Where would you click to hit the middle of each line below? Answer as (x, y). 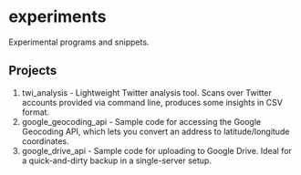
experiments (57, 17)
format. (36, 112)
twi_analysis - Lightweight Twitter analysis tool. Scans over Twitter (147, 92)
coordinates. (45, 141)
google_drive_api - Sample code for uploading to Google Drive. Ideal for (157, 150)
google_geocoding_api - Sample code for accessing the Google (141, 121)
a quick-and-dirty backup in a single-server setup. (116, 160)
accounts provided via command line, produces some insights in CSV (152, 102)
